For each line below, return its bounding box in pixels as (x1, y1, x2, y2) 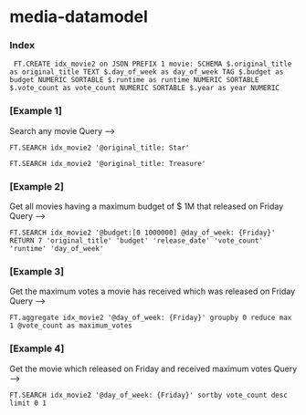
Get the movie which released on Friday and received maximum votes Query (9, 363, 298, 374)
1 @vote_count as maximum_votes (9, 321, 132, 330)
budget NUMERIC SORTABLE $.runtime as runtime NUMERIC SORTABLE (9, 76, 259, 85)
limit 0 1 (9, 399, 47, 408)
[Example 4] (9, 342, 65, 355)
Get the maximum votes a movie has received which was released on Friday (9, 285, 296, 297)
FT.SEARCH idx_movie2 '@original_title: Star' (9, 143, 190, 152)
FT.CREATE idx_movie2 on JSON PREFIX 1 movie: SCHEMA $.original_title (13, 59, 292, 69)
